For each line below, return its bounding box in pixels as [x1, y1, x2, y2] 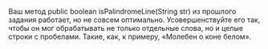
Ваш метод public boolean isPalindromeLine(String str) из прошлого [8, 7, 237, 16]
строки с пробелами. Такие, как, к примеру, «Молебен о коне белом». [8, 32, 252, 41]
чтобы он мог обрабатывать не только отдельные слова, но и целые [8, 24, 243, 32]
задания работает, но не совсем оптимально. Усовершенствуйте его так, [8, 15, 261, 24]
